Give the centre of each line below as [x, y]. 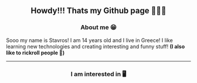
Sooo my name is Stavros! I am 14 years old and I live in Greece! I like [89, 40]
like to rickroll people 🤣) [35, 53]
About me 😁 [98, 27]
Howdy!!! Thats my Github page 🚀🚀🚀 [98, 11]
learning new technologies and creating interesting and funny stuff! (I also [96, 46]
